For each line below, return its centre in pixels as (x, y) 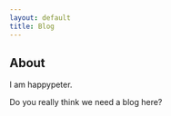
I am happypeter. (41, 85)
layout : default (40, 18)
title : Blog (32, 26)
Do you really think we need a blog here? (86, 102)
